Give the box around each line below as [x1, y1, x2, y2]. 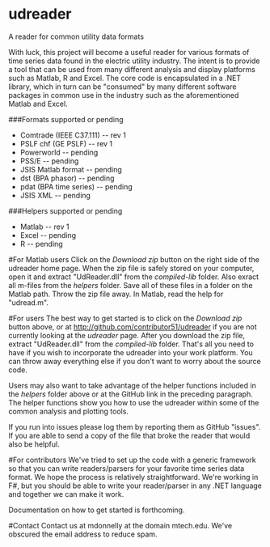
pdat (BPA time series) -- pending [19, 181, 133, 191]
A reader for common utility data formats [8, 32, 144, 41]
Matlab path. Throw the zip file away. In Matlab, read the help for [8, 289, 224, 299]
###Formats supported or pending [8, 114, 124, 124]
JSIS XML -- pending [19, 190, 91, 200]
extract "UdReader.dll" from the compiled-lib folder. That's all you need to [8, 339, 255, 349]
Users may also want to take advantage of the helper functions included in [8, 380, 256, 390]
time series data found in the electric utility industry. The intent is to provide [8, 56, 260, 66]
